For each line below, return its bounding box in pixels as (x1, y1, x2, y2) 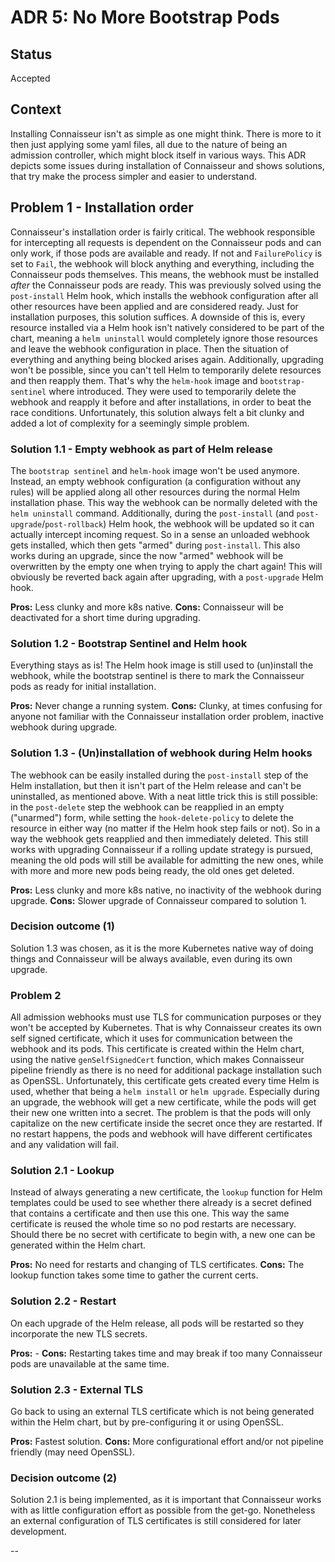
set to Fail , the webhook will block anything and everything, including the (10, 257, 315, 270)
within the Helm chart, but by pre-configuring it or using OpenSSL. (10, 1416, 284, 1428)
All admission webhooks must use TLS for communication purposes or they (10, 1011, 322, 1023)
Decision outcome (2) (10, 1471, 118, 1485)
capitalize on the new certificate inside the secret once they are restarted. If (10, 1117, 323, 1130)
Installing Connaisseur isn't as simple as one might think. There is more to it (10, 127, 322, 140)
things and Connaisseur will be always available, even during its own (10, 952, 293, 965)
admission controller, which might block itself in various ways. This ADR (10, 149, 307, 161)
